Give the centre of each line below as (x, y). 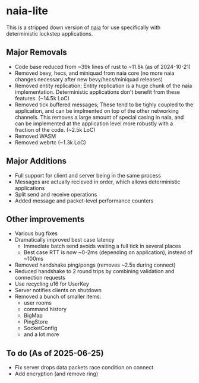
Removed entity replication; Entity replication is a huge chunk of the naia (103, 86)
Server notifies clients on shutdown (58, 290)
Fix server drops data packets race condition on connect (84, 368)
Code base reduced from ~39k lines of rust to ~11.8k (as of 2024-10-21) (103, 67)
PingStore (36, 322)
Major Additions (37, 161)
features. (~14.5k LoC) (42, 98)
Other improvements (45, 219)
